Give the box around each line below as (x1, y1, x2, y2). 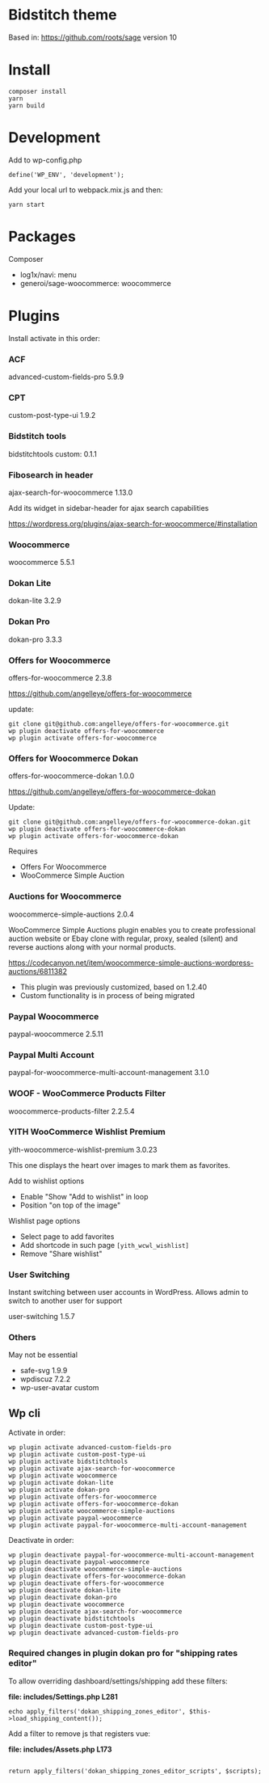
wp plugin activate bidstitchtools (8, 1457, 128, 1466)
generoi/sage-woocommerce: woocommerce (19, 278, 171, 288)
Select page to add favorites (19, 1231, 115, 1241)
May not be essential (8, 1350, 78, 1359)
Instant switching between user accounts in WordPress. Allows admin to (8, 1288, 249, 1297)
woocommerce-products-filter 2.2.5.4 (8, 1106, 135, 1116)
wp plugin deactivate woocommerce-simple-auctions (8, 1566, 183, 1574)
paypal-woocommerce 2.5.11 (8, 1029, 103, 1039)
